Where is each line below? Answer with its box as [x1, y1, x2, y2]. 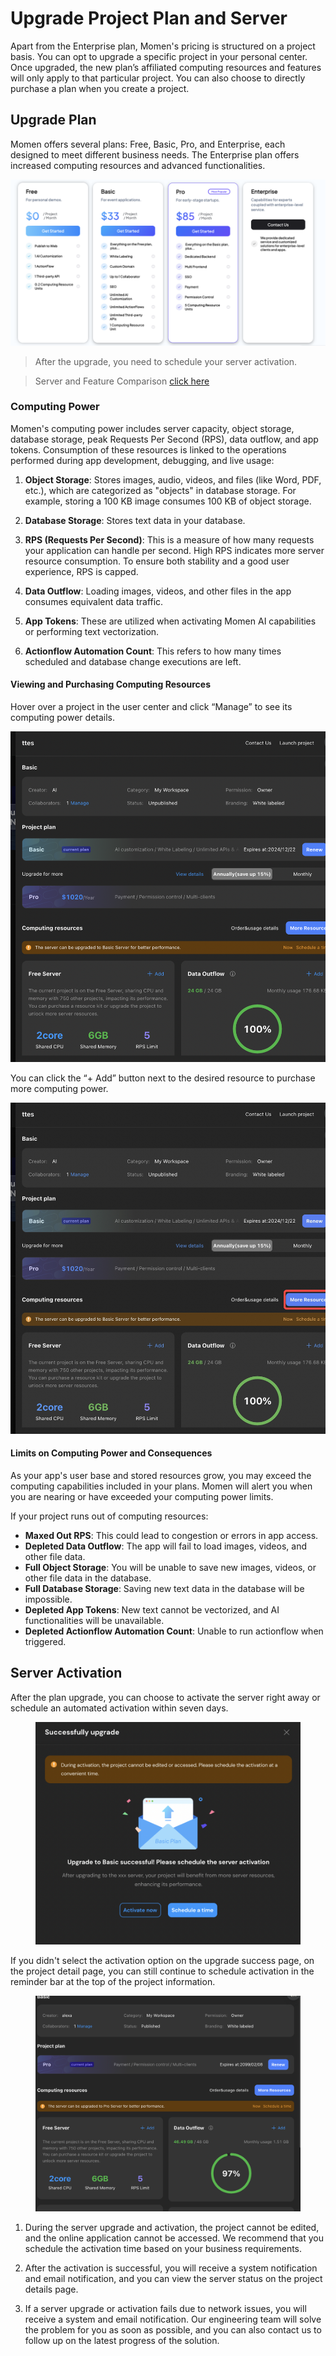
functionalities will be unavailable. [24, 1614, 165, 1626]
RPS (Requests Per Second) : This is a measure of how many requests [24, 533, 315, 546]
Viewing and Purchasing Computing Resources [10, 678, 212, 691]
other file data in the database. [24, 1572, 152, 1584]
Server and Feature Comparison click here [34, 375, 210, 387]
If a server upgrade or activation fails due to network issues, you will [24, 2303, 307, 2315]
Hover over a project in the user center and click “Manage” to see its [10, 701, 293, 713]
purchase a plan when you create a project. [10, 82, 190, 94]
